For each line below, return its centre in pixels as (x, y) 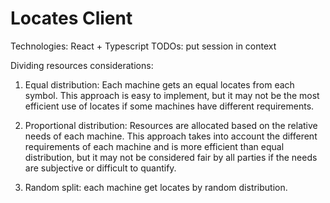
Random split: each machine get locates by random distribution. (156, 187)
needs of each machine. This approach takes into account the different (171, 136)
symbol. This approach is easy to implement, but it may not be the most (172, 95)
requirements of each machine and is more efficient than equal (154, 146)
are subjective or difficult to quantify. (100, 168)
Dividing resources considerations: (82, 65)
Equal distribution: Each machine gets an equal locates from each (159, 84)
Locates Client (71, 18)
